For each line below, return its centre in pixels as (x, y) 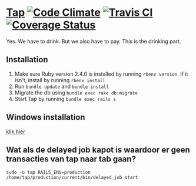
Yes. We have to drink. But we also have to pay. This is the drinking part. (94, 41)
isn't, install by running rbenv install (60, 80)
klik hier (16, 131)
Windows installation (46, 117)
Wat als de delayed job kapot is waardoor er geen (98, 150)
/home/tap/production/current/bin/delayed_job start (72, 178)
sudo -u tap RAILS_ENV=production (49, 173)
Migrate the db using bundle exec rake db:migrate (76, 92)
